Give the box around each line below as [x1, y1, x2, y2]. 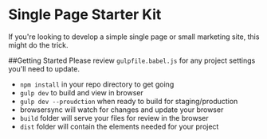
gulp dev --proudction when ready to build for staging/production [19, 96, 238, 106]
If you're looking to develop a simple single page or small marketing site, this [8, 32, 260, 41]
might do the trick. [8, 40, 69, 49]
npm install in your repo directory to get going [19, 79, 175, 89]
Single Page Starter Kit [8, 6, 162, 24]
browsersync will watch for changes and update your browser [19, 105, 224, 114]
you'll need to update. [8, 64, 80, 73]
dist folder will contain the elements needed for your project [19, 122, 219, 131]
